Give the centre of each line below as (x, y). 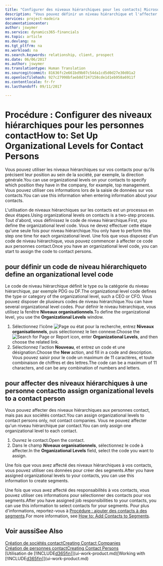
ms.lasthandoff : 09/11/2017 (33, 86)
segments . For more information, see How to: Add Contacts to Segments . (78, 516)
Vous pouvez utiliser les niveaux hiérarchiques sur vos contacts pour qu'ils (80, 170)
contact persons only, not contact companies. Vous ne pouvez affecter (76, 420)
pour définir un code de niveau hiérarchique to (76, 266)
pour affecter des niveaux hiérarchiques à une (76, 383)
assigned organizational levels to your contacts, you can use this (70, 475)
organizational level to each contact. (41, 431)
